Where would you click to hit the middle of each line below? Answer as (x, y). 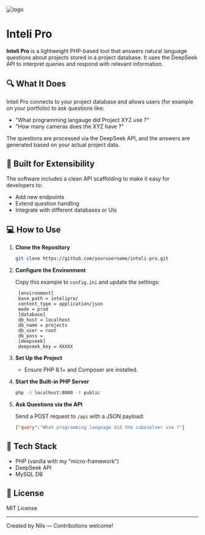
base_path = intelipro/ (48, 299)
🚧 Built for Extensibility (51, 164)
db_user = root (37, 331)
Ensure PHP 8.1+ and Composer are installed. (81, 370)
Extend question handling (47, 203)
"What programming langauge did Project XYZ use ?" (82, 120)
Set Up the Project (39, 358)
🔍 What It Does (36, 84)
